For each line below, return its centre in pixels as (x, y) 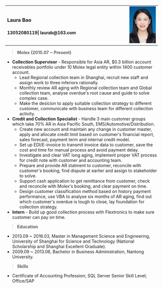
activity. (27, 114)
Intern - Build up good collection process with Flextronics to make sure (83, 212)
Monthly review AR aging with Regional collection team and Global (85, 88)
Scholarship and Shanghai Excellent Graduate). (59, 246)
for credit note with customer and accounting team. (71, 160)
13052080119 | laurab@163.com (41, 33)
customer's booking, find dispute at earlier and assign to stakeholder (88, 171)
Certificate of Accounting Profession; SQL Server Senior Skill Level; (79, 275)
